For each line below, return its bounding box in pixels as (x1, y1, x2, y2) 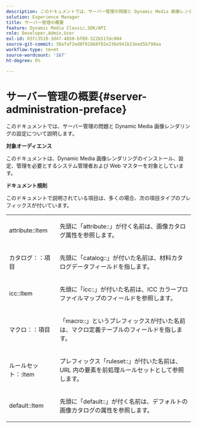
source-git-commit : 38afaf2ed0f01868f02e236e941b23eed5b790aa (6, 42, 161, 47)
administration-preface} (6, 103, 127, 116)
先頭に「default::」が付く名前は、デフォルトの (59, 398, 188, 406)
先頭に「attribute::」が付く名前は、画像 (59, 222, 168, 230)
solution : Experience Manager (6, 14, 80, 20)
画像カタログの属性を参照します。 (59, 406, 154, 415)
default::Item (9, 402, 44, 410)
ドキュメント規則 (6, 182, 47, 189)
